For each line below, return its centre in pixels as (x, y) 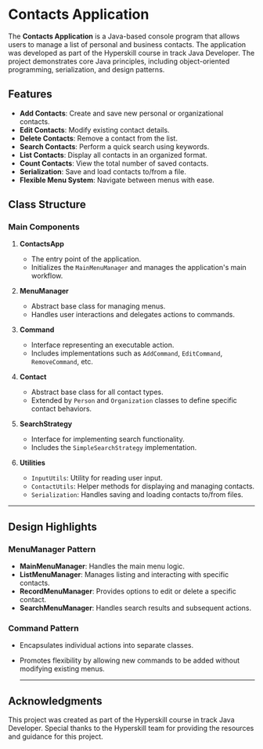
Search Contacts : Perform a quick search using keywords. (114, 146)
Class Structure (47, 205)
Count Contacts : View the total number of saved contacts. (114, 163)
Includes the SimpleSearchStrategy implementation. (114, 448)
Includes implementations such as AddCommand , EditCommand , (127, 353)
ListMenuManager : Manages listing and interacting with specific (124, 575)
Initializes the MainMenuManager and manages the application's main (139, 268)
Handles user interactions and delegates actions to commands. (133, 315)
